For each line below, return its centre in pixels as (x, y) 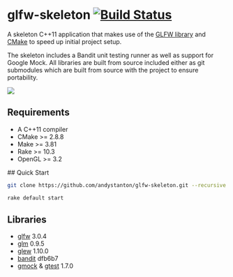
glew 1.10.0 (33, 251)
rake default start (36, 198)
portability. (23, 77)
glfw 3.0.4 (32, 237)
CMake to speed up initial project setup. (65, 41)
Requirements (38, 113)
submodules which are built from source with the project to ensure (103, 70)
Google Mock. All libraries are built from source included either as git (106, 62)
